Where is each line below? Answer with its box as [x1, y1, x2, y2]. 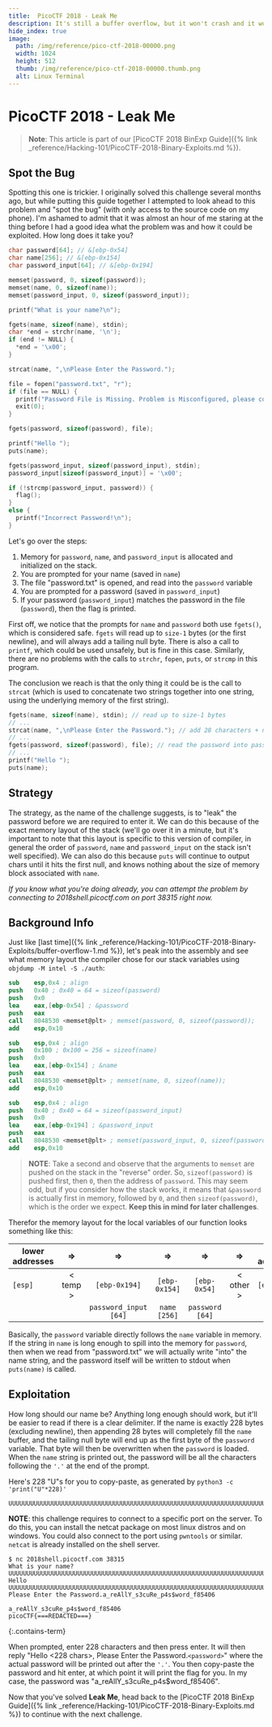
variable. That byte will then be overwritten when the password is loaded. [8, 1443, 249, 1453]
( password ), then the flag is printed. [19, 604, 136, 613]
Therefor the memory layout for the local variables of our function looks [8, 1218, 248, 1227]
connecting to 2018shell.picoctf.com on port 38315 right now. [8, 892, 213, 902]
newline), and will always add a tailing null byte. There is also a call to [8, 636, 240, 646]
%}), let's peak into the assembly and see [109, 946, 249, 956]
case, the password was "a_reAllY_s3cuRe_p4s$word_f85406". [8, 1676, 220, 1686]
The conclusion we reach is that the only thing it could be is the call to [8, 678, 242, 688]
